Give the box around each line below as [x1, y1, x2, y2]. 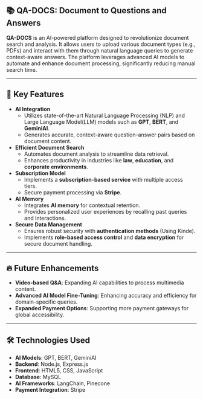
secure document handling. [24, 240, 92, 247]
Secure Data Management [14, 220, 83, 228]
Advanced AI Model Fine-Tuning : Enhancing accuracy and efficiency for [14, 292, 197, 299]
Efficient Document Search [14, 144, 85, 151]
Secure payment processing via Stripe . [24, 188, 122, 196]
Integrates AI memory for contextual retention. [24, 202, 141, 209]
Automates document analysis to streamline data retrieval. [24, 150, 169, 158]
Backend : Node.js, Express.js [14, 360, 89, 368]
